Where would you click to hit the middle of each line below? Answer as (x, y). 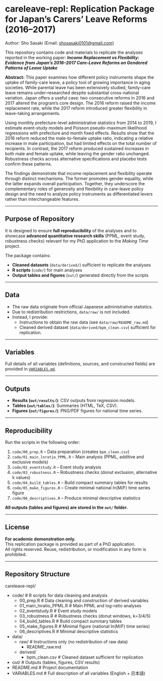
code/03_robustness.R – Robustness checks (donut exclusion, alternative (85, 472)
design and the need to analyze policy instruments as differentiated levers (79, 194)
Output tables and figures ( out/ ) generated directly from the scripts (80, 275)
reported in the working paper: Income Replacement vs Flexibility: (72, 57)
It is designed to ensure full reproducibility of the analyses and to (71, 230)
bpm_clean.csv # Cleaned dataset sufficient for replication (85, 657)
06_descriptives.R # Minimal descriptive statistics (69, 631)
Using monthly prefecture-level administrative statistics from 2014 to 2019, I (81, 123)
